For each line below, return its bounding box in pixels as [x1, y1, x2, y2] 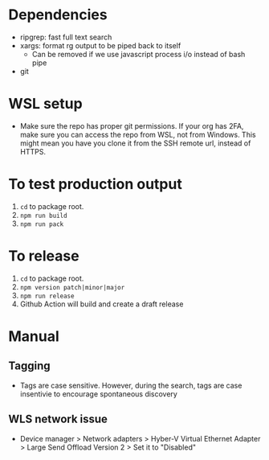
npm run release [19, 292, 75, 300]
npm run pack [19, 220, 64, 228]
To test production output [8, 175, 182, 194]
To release [8, 247, 79, 265]
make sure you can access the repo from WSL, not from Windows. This [19, 129, 256, 139]
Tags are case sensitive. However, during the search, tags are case [19, 380, 243, 390]
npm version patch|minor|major [19, 283, 125, 291]
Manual [8, 327, 60, 345]
